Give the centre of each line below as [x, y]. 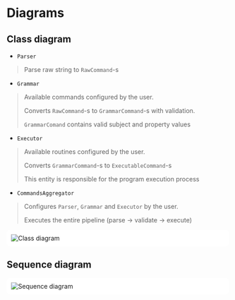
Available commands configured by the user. [89, 97]
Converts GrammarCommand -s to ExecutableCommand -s [98, 165]
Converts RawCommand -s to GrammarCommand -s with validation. [109, 110]
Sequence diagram [49, 265]
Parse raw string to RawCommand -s [71, 70]
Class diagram [39, 39]
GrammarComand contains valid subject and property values [107, 124]
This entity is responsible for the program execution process [112, 179]
